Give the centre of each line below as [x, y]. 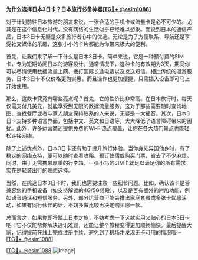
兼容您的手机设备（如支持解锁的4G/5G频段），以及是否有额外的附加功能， [95, 190]
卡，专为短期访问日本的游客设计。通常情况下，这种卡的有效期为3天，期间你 [98, 64]
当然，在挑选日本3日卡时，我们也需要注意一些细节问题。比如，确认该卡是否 [98, 183]
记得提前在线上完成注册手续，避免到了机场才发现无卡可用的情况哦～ [99, 232]
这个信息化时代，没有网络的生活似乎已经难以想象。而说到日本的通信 [104, 29]
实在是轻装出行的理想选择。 [40, 170]
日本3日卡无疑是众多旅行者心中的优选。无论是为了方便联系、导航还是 [100, 37]
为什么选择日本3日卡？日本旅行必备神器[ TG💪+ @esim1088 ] [79, 9]
